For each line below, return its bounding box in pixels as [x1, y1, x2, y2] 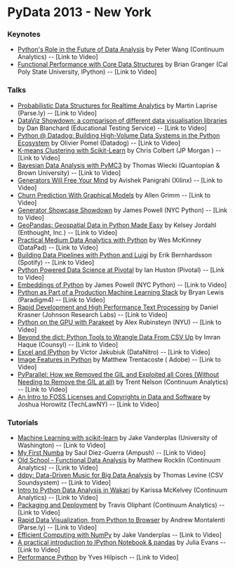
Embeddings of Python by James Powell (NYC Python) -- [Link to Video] [17, 280, 227, 289]
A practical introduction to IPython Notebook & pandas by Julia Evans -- [17, 538, 227, 547]
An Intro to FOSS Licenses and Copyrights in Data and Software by [17, 392, 210, 401]
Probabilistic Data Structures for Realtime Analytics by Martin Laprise [17, 101, 217, 110]
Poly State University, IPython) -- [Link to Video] [17, 67, 157, 76]
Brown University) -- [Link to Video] [17, 168, 121, 176]
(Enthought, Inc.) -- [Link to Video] [17, 228, 118, 236]
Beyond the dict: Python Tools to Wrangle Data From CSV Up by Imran [17, 333, 221, 341]
